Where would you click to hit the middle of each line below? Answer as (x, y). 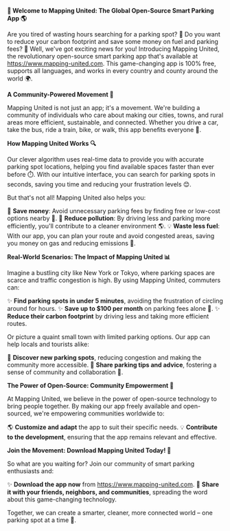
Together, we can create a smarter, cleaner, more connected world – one (110, 513)
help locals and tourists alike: (48, 344)
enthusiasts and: (31, 471)
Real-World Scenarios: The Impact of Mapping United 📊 (89, 257)
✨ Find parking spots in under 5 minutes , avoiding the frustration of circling (115, 301)
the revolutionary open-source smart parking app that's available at (103, 56)
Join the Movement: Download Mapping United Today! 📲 (89, 450)
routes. (17, 324)
